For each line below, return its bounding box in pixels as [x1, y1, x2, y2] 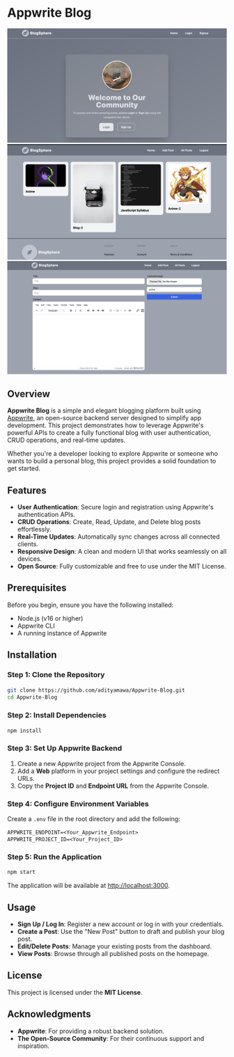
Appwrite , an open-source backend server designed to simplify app [7, 414, 202, 422]
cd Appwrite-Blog [7, 694, 58, 701]
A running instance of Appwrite [17, 628, 107, 637]
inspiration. [17, 1042, 50, 1050]
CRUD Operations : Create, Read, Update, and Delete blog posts [17, 518, 201, 526]
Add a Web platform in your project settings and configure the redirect [17, 767, 220, 775]
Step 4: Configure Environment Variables [7, 799, 150, 809]
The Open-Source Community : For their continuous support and [17, 1034, 205, 1042]
